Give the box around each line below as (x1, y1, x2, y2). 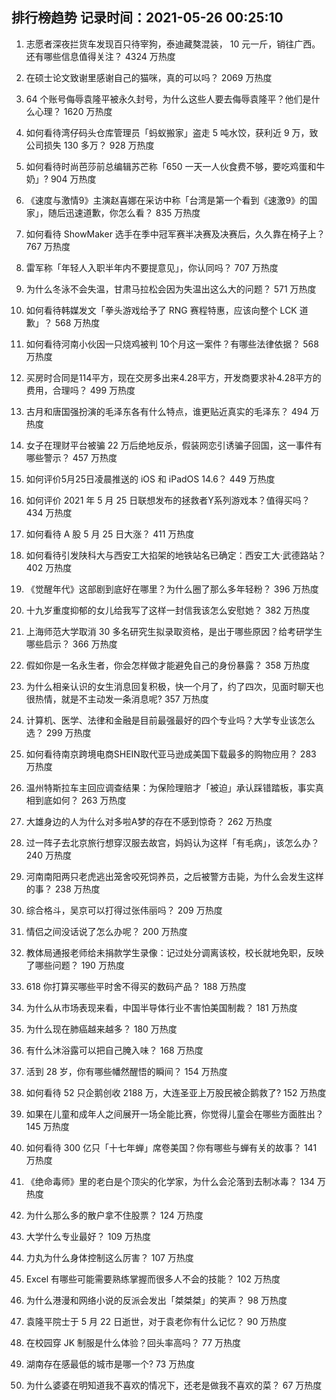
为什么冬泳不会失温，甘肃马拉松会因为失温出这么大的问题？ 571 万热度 (25, 283, 317, 295)
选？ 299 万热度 (25, 726, 92, 738)
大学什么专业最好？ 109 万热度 (25, 1230, 151, 1242)
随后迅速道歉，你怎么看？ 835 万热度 (47, 206, 201, 218)
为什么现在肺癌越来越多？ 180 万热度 (25, 1023, 178, 1035)
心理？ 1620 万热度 (34, 105, 113, 117)
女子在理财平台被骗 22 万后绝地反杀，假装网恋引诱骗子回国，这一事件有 (25, 439, 323, 451)
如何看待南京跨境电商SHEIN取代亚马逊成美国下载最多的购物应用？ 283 (25, 748, 317, 760)
